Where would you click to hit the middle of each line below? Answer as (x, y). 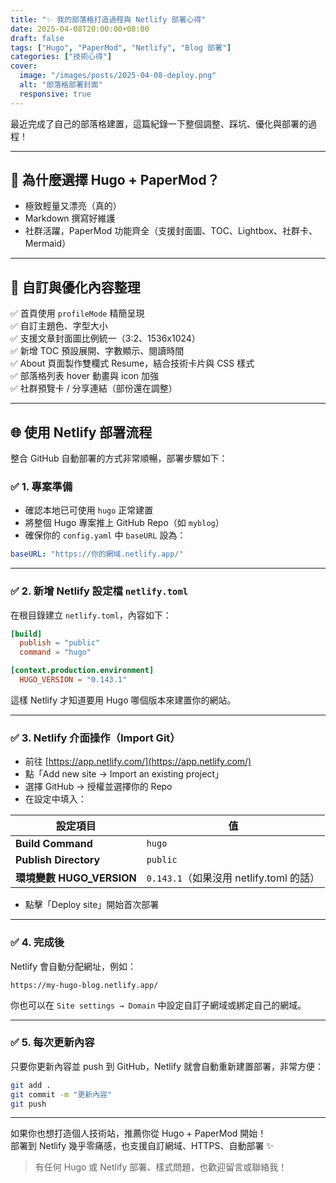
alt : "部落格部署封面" (61, 85)
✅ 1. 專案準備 (41, 486)
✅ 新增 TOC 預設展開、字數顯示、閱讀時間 (97, 351)
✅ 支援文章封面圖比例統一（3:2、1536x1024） (105, 338)
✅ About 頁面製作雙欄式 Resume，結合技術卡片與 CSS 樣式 (132, 363)
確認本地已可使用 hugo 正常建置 (89, 510)
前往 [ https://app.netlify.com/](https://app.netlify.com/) (138, 762)
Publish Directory (58, 860)
